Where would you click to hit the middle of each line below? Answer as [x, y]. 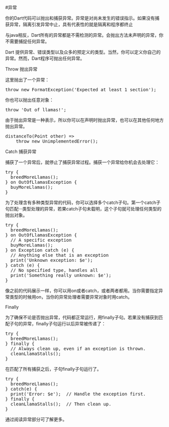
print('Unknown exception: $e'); [52, 260]
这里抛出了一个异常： [27, 80]
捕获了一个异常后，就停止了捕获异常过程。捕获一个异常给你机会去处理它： [82, 162]
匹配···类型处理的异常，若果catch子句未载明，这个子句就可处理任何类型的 [86, 209]
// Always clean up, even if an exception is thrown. [78, 349]
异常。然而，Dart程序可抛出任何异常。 [45, 58]
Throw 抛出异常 [21, 69]
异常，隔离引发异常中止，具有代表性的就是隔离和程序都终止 [71, 24]
